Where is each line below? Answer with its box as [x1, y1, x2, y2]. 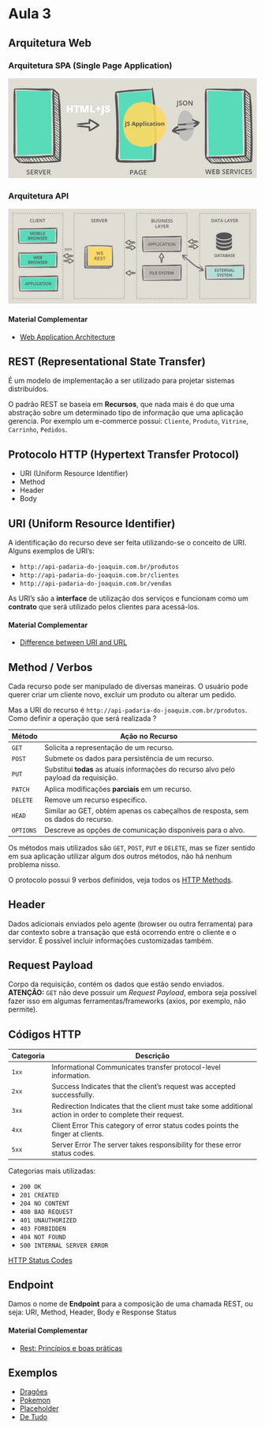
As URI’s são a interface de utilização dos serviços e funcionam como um [8, 594, 248, 603]
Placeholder [19, 1404, 59, 1413]
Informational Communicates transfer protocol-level [50, 1062, 221, 1072]
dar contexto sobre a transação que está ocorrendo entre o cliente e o [8, 927, 237, 937]
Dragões [19, 1387, 48, 1397]
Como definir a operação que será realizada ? [8, 714, 157, 723]
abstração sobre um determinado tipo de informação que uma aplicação [8, 408, 244, 417]
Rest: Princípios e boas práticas [19, 1343, 123, 1352]
